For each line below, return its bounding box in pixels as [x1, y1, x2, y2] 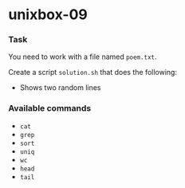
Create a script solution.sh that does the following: [8, 68, 178, 77]
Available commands [8, 103, 92, 114]
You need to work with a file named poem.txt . [8, 52, 157, 61]
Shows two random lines [19, 83, 101, 92]
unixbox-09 [8, 6, 88, 24]
